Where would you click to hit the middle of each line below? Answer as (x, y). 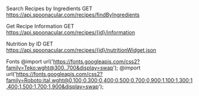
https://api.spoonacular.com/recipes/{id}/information (70, 32)
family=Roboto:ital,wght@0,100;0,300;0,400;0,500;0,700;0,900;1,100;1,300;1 (99, 80)
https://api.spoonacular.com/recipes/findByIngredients (73, 15)
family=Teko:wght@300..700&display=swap (60, 68)
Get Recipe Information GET (40, 26)
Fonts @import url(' (30, 62)
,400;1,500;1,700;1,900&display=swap (52, 87)
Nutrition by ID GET (30, 44)
